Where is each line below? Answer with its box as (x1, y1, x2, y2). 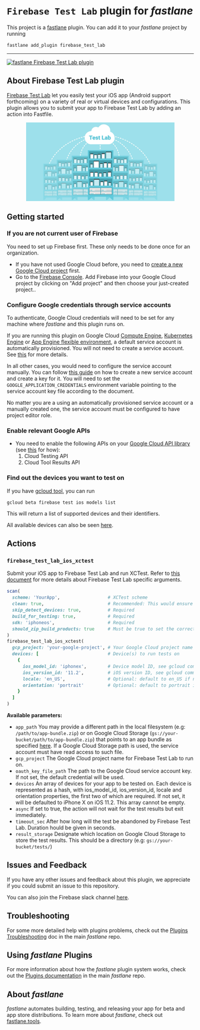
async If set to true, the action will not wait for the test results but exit (15, 805, 183, 812)
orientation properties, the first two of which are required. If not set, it (15, 793, 186, 800)
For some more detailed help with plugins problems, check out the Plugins (7, 927, 188, 934)
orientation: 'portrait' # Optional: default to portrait (22, 682, 191, 688)
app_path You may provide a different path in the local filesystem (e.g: (15, 723, 186, 730)
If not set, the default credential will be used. (15, 774, 125, 781)
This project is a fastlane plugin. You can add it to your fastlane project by (7, 24, 188, 31)
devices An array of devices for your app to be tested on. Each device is (15, 780, 192, 787)
